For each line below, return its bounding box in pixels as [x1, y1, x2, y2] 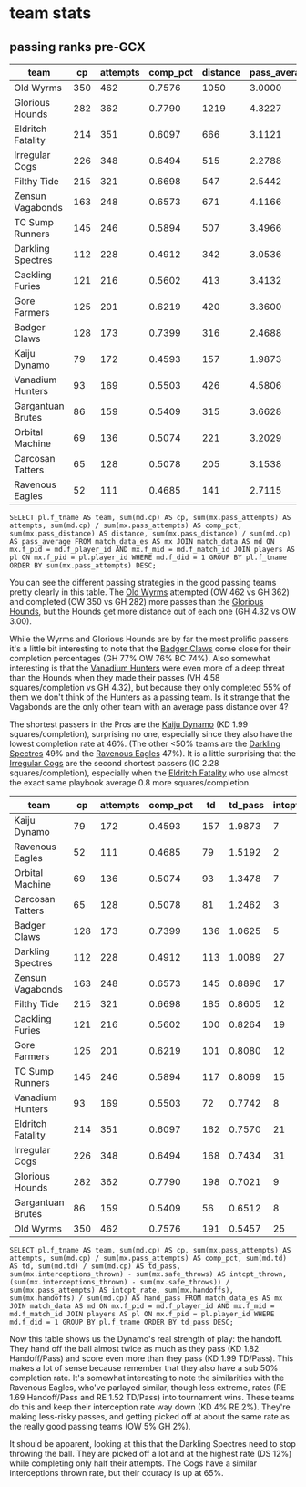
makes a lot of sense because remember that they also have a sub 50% [9, 1363, 279, 1373]
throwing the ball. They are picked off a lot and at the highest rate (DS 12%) [9, 1449, 292, 1459]
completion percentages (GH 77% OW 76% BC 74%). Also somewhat [9, 653, 270, 663]
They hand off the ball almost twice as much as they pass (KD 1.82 [9, 1344, 260, 1354]
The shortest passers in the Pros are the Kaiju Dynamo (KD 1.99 [9, 719, 249, 730]
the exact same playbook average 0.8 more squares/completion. [9, 777, 251, 787]
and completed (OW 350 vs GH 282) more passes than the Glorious [9, 597, 264, 607]
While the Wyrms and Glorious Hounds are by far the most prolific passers [9, 633, 289, 644]
